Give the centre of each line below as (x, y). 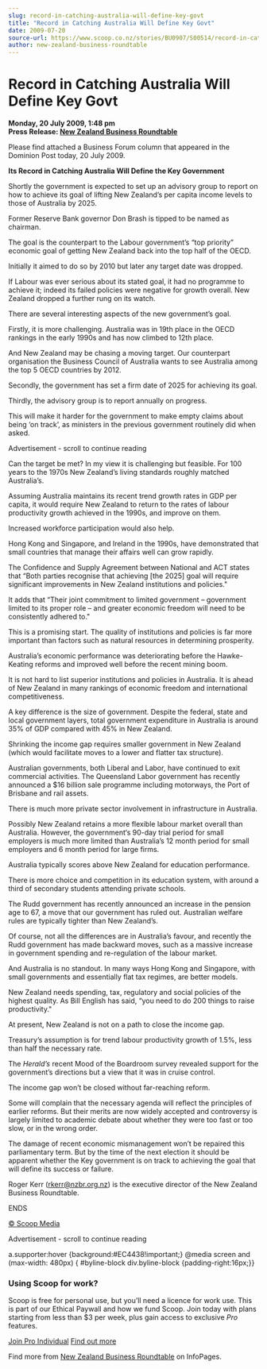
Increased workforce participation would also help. (91, 528)
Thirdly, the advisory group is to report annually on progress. (108, 401)
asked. (19, 433)
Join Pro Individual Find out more (62, 1341)
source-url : (28, 38)
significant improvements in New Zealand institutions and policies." (118, 584)
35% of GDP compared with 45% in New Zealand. (90, 729)
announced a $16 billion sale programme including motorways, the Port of (129, 785)
